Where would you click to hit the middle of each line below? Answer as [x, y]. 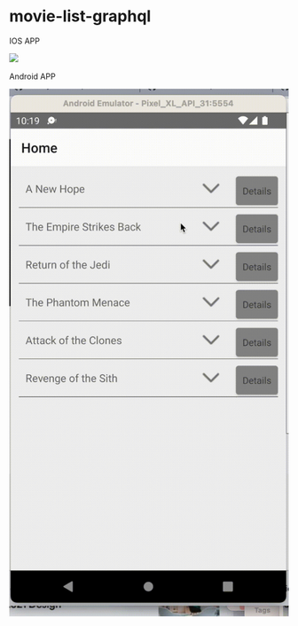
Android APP [32, 76]
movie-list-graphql [80, 16]
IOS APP [24, 41]
